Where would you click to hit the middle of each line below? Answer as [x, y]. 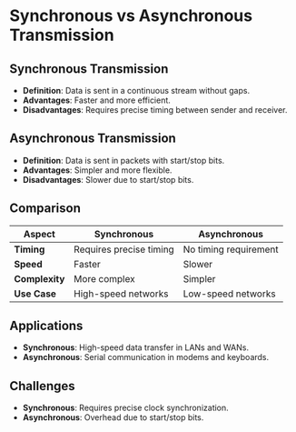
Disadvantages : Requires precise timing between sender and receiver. [155, 110]
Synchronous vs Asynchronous [131, 16]
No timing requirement [231, 249]
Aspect [39, 234]
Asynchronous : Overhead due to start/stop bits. [113, 417]
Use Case [35, 294]
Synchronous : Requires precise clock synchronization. [125, 408]
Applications [46, 326]
